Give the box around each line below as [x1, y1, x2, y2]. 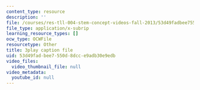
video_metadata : [6, 69, 46, 75]
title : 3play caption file [6, 47, 73, 53]
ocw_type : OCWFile [6, 36, 52, 42]
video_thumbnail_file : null [11, 63, 82, 70]
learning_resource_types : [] [6, 31, 79, 37]
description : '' [6, 14, 46, 20]
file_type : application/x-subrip [6, 25, 89, 31]
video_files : [6, 58, 39, 64]
